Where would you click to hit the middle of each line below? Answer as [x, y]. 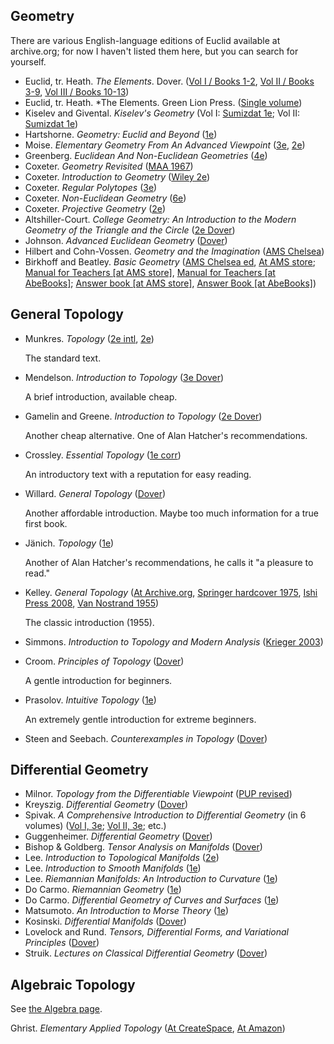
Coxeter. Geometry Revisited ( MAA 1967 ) [109, 166]
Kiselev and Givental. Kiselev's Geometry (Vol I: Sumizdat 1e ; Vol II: [162, 113]
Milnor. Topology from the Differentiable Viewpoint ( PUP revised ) [158, 794]
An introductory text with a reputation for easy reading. [138, 474]
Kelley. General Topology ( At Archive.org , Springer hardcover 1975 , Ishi [171, 592]
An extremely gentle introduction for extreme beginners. [140, 719]
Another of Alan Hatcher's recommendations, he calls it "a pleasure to [169, 562]
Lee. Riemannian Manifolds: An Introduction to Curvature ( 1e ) [151, 879]
